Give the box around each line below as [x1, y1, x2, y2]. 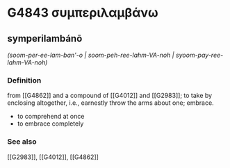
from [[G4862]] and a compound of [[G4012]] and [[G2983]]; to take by [7, 92, 213, 100]
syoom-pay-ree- [176, 51, 224, 59]
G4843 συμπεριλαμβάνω [7, 5, 158, 21]
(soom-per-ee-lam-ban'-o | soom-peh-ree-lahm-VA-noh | [7, 51, 175, 59]
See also [7, 137, 37, 146]
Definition [7, 75, 42, 85]
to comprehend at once [17, 112, 85, 121]
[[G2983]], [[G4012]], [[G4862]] [7, 153, 99, 161]
